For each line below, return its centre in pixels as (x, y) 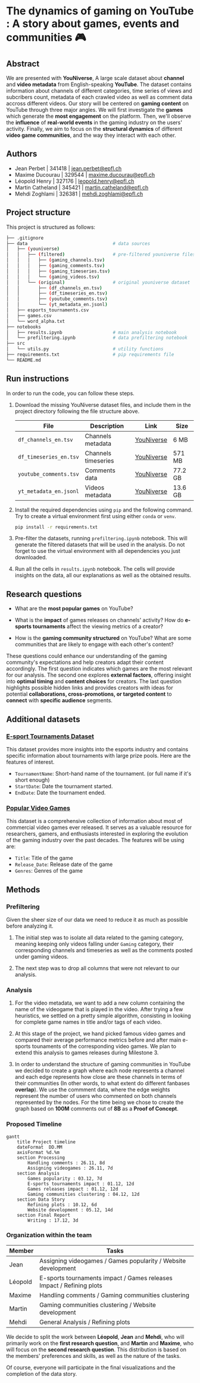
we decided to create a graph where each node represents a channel (99, 1070)
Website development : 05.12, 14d (70, 1210)
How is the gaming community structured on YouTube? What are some (103, 638)
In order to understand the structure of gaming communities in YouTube (103, 1064)
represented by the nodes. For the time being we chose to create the (99, 1102)
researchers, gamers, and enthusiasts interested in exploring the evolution (97, 834)
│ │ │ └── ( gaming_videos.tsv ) (53, 277)
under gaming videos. (41, 956)
